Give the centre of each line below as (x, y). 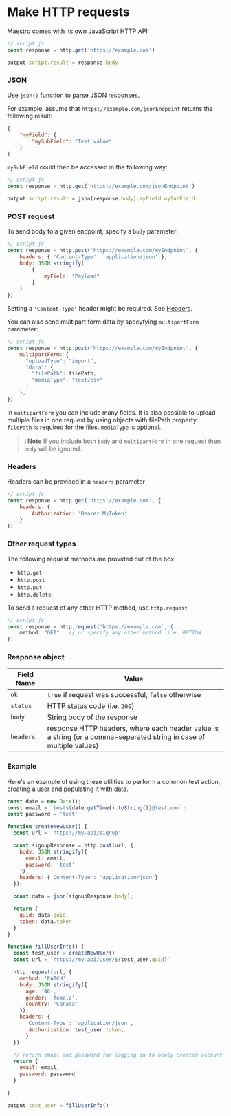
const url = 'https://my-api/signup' (67, 833)
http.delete (34, 595)
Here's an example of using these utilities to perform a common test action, (114, 781)
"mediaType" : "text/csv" (67, 380)
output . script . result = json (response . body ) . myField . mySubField (101, 198)
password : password (47, 1074)
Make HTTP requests (68, 12)
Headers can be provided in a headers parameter (76, 482)
